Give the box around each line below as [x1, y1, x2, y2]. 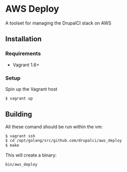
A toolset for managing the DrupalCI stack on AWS [5, 20, 111, 26]
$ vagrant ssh [5, 133, 36, 138]
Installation [5, 35, 42, 43]
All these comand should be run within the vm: [5, 124, 103, 130]
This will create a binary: [5, 152, 57, 158]
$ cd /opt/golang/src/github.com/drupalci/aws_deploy [5, 138, 122, 143]
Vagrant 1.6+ [12, 62, 40, 68]
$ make [5, 143, 19, 148]
